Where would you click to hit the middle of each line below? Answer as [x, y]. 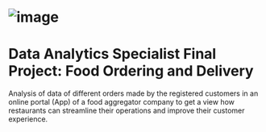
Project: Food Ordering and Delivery [131, 71]
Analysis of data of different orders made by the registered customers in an [133, 93]
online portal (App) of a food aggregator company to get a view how [122, 102]
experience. [28, 119]
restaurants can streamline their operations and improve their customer [127, 111]
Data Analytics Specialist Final [112, 54]
